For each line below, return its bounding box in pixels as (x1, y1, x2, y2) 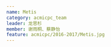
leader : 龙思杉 (6, 20, 42, 26)
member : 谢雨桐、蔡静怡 (6, 26, 60, 32)
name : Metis (6, 9, 37, 15)
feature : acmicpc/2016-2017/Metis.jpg (6, 32, 105, 38)
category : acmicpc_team (6, 15, 67, 21)
